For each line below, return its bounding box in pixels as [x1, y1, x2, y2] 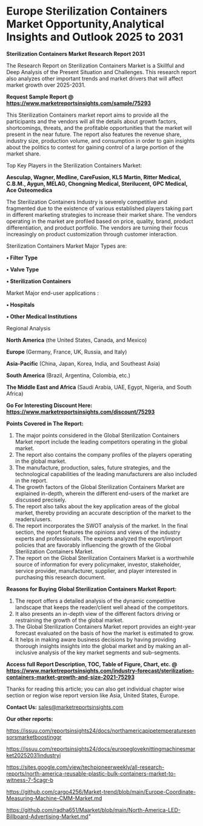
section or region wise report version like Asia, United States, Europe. [6, 691, 180, 699]
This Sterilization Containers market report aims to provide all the [6, 111, 168, 118]
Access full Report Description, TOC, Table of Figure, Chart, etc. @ [6, 660, 178, 667]
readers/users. [15, 515, 52, 523]
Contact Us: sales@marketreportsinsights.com [6, 703, 124, 711]
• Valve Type [6, 265, 39, 273]
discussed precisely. [15, 496, 67, 503]
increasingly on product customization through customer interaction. [6, 230, 178, 237]
